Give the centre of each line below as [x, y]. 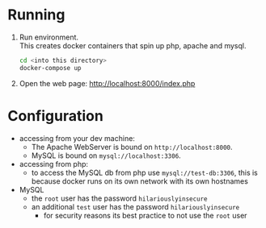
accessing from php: [54, 164]
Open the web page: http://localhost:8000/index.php [107, 83]
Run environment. [49, 37]
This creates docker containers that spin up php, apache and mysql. [133, 45]
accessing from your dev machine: [77, 138]
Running [36, 15]
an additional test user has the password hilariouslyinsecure [135, 206]
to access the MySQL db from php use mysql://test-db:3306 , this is [144, 172]
